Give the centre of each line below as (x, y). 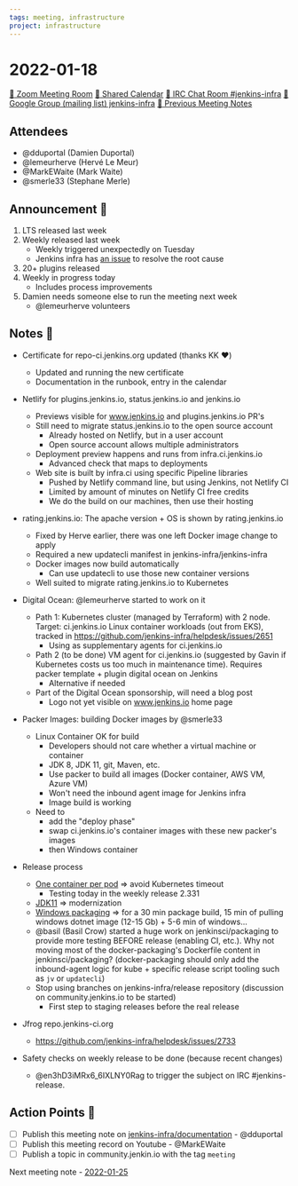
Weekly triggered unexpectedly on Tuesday (115, 249)
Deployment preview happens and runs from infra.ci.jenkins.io (149, 454)
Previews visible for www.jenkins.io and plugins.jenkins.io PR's (149, 416)
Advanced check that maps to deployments (128, 463)
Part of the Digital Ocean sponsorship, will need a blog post (144, 692)
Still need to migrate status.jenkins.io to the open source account (154, 425)
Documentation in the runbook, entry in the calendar (131, 382)
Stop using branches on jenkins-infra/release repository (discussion (159, 987)
